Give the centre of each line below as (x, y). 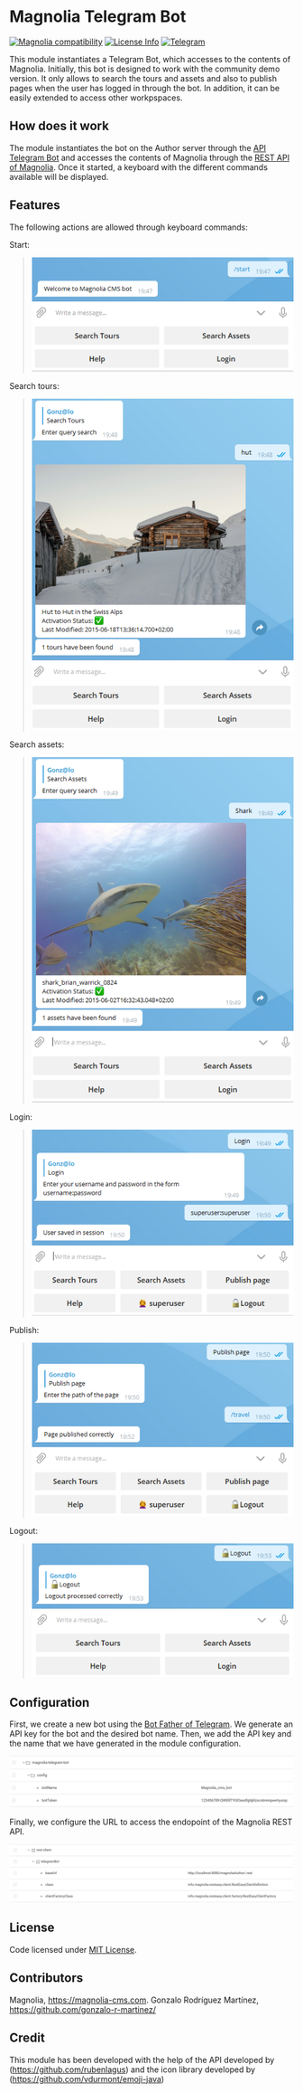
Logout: (24, 1530)
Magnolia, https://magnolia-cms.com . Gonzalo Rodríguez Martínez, (134, 2000)
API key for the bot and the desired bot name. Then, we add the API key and (151, 1734)
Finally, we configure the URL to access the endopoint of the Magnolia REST (151, 1822)
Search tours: (35, 386)
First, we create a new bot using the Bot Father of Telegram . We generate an (151, 1724)
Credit (27, 2038)
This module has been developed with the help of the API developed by (142, 2060)
